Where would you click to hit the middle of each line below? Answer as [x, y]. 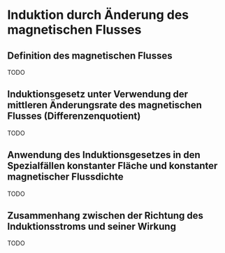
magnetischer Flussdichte [65, 177]
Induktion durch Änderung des [98, 15]
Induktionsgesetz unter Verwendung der [98, 94]
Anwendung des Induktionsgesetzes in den [104, 155]
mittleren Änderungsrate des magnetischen [105, 105]
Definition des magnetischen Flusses [90, 56]
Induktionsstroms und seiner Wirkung [92, 227]
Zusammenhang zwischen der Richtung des [106, 216]
